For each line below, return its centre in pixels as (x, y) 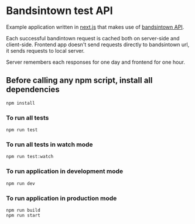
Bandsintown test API (59, 11)
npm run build (23, 210)
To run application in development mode (65, 171)
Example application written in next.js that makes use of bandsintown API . (95, 27)
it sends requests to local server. (45, 50)
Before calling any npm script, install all (79, 80)
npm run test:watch (30, 157)
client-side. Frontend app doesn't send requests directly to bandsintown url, (98, 44)
